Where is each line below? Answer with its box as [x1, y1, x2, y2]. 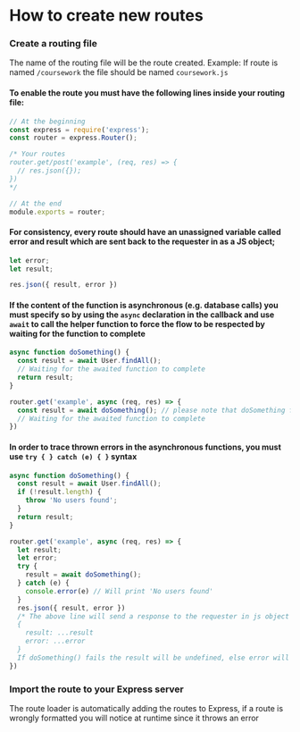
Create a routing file [9, 38, 98, 50]
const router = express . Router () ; [9, 133, 138, 143]
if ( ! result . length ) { [17, 488, 102, 497]
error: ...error [25, 636, 87, 646]
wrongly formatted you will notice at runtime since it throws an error [9, 712, 259, 723]
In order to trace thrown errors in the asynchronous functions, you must [9, 442, 281, 452]
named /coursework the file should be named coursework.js [9, 67, 229, 78]
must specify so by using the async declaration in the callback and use [9, 309, 275, 320]
